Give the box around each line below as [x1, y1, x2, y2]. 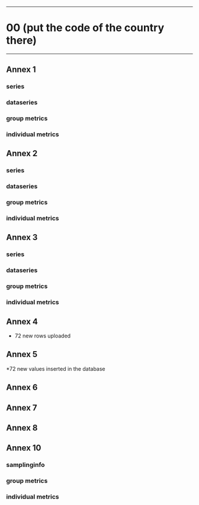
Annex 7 [6, 402, 37, 413]
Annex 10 [6, 443, 41, 453]
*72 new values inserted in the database [6, 365, 105, 372]
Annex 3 [6, 232, 38, 242]
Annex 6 [6, 383, 38, 393]
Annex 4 [6, 316, 38, 327]
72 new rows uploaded [14, 332, 71, 339]
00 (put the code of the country [6, 21, 165, 34]
